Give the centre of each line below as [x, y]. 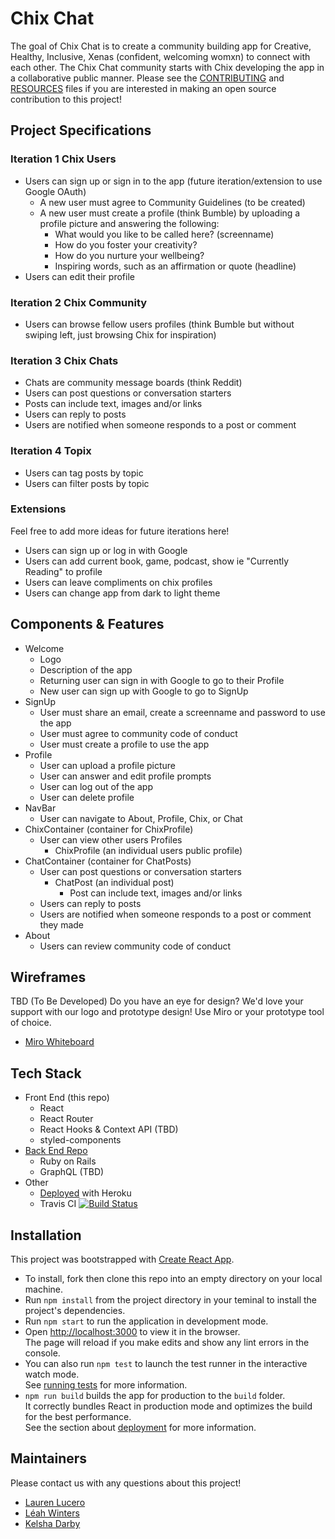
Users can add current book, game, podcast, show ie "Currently [157, 561]
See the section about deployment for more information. [140, 1428]
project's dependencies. [75, 1311]
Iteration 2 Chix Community [79, 302]
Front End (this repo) [67, 1098]
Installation [46, 1235]
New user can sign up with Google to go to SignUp [144, 691]
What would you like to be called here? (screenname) [164, 234]
